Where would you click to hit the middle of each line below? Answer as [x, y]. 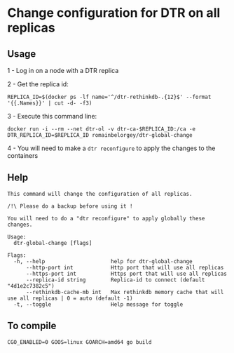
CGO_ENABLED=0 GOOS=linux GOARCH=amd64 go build [80, 342]
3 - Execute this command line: [52, 116]
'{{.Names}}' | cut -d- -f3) [50, 103]
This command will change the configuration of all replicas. [100, 194]
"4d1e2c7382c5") [31, 286]
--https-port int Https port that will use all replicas [126, 274]
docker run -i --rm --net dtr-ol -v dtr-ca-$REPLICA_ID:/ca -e [102, 129]
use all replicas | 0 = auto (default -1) [70, 298]
